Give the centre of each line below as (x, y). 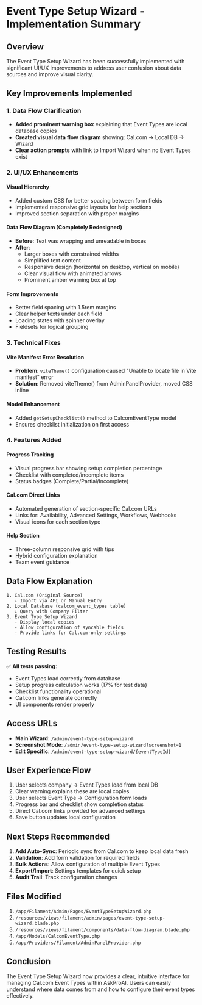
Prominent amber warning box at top (70, 280)
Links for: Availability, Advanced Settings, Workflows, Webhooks (96, 515)
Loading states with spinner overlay (60, 320)
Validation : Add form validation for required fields (77, 858)
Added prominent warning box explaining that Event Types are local (101, 124)
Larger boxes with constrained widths (71, 254)
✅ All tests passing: (32, 666)
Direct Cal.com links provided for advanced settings (80, 811)
